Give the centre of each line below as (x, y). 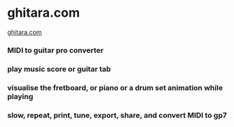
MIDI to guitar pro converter (55, 50)
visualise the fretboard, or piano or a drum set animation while (115, 87)
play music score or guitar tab (59, 69)
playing (20, 96)
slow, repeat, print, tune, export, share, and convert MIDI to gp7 (117, 115)
